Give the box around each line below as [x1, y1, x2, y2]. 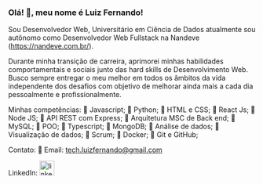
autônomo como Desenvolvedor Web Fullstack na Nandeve [8, 33, 200, 42]
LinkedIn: [8, 168, 38, 178]
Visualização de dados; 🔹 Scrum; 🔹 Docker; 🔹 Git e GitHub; [8, 130, 199, 139]
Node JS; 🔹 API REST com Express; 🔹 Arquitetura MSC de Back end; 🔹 [8, 114, 236, 123]
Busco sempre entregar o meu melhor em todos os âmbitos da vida [8, 74, 226, 83]
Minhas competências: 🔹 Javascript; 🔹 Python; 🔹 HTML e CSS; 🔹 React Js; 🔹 [8, 105, 256, 114]
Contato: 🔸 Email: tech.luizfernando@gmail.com [8, 145, 163, 155]
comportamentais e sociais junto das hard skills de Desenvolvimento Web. [8, 65, 249, 74]
